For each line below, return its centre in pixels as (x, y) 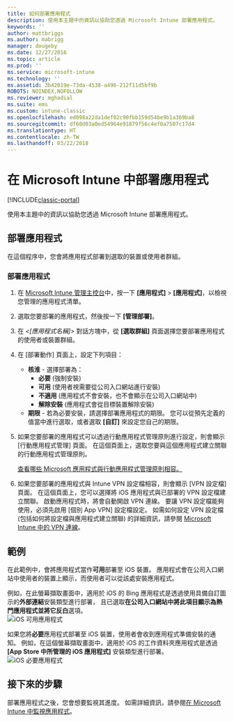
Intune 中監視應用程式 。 (42, 711)
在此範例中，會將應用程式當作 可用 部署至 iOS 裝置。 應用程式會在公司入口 (112, 569)
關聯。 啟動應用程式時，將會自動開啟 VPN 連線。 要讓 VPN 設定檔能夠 (124, 501)
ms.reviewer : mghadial (40, 98)
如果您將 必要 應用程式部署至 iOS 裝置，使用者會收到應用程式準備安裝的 (109, 634)
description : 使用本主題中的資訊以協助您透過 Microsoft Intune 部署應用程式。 (112, 20)
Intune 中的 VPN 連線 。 (51, 527)
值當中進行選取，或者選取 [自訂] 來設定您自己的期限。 (105, 422)
